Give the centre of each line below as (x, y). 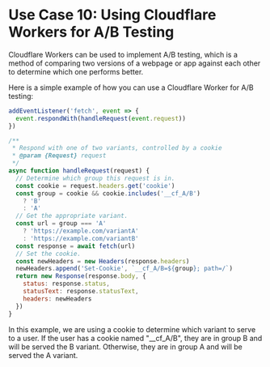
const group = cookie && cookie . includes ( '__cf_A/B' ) (108, 193)
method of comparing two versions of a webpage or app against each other (135, 63)
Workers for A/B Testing (91, 32)
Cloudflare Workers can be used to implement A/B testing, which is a (123, 54)
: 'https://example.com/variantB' (81, 238)
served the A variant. (43, 355)
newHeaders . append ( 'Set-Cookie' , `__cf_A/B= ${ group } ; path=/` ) (124, 269)
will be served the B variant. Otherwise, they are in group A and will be (125, 347)
